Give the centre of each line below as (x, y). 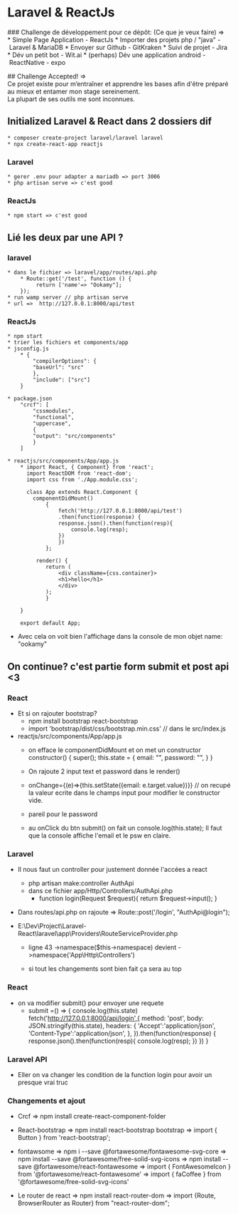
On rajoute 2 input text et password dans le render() (104, 771)
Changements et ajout (47, 1101)
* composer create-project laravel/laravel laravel (85, 138)
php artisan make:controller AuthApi (81, 883)
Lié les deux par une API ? (65, 237)
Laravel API (27, 1059)
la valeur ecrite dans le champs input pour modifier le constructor (124, 793)
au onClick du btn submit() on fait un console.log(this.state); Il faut (125, 828)
